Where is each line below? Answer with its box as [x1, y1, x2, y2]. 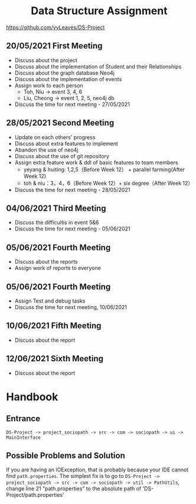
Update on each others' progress [14, 133, 96, 140]
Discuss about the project [14, 56, 78, 63]
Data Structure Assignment [31, 4, 168, 18]
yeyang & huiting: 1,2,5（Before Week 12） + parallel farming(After [23, 166, 185, 173]
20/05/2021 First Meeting [6, 41, 103, 51]
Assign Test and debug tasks [14, 297, 86, 304]
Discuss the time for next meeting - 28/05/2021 [14, 186, 130, 193]
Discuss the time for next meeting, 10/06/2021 [14, 304, 128, 310]
